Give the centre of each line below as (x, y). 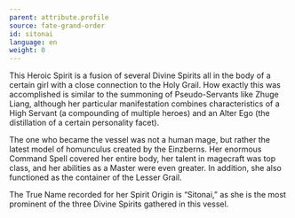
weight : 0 (28, 51)
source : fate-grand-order (57, 26)
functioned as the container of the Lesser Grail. (96, 177)
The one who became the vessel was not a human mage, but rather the (140, 140)
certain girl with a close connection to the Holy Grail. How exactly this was (145, 85)
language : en (33, 42)
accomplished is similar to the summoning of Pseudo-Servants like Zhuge (144, 95)
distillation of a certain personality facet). (84, 123)
